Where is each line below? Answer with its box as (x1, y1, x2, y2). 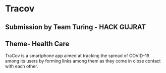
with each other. (5, 63, 38, 70)
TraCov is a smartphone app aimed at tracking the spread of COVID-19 (5, 53, 150, 59)
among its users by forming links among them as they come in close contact (5, 58, 161, 64)
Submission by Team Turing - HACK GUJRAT (5, 23, 146, 31)
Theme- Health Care (5, 39, 69, 48)
